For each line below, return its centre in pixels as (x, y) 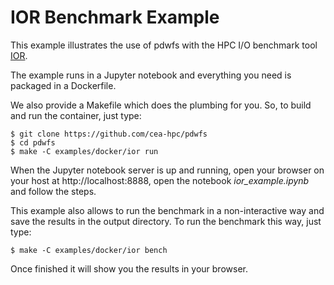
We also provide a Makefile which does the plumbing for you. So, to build (161, 105)
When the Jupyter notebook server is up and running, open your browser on (167, 170)
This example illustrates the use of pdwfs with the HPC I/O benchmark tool (164, 45)
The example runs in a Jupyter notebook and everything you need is (151, 75)
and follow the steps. (53, 191)
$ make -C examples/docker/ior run (84, 151)
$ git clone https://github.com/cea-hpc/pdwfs (109, 134)
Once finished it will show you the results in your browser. (129, 268)
